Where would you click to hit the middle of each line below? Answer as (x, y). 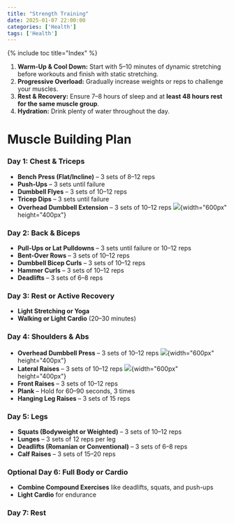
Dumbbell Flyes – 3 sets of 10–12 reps (72, 191)
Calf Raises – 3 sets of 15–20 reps (66, 454)
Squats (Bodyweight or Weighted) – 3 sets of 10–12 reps (100, 432)
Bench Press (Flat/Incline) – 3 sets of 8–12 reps (86, 176)
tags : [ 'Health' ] (32, 33)
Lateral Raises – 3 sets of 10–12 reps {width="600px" (98, 369)
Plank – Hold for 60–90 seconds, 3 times (76, 391)
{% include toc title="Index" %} (52, 53)
